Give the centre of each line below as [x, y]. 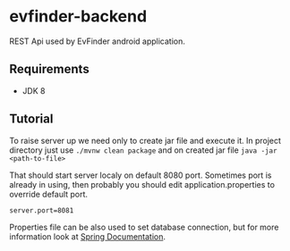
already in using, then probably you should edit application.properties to [142, 184]
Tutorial [31, 119]
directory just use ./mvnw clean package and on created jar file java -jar [143, 150]
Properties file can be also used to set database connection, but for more [144, 227]
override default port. [48, 194]
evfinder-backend [78, 17]
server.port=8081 [42, 210]
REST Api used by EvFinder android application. [98, 41]
